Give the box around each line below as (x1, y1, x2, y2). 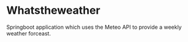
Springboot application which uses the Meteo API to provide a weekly (6, 23, 182, 31)
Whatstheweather (6, 4, 100, 17)
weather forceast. (6, 29, 51, 37)
